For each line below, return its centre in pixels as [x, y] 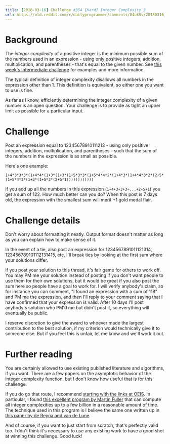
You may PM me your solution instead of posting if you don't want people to [84, 275]
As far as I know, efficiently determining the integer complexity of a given [81, 100]
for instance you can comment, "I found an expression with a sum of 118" [81, 292]
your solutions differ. [27, 260]
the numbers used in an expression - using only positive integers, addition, [83, 59]
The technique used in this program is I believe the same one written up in [82, 410]
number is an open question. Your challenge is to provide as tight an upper [83, 106]
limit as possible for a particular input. [45, 111]
